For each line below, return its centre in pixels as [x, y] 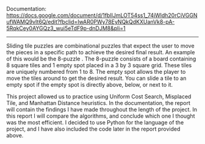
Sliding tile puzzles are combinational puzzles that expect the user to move [100, 46]
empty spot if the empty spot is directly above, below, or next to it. [90, 85]
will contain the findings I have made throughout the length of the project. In [102, 110]
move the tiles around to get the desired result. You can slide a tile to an [96, 78]
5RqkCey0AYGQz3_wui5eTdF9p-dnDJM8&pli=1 [66, 28]
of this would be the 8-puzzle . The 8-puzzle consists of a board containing [101, 59]
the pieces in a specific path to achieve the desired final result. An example [101, 52]
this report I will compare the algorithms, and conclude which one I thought [101, 116]
